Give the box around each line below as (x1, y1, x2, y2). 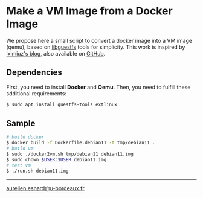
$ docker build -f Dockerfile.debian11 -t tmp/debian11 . (6, 140, 155, 146)
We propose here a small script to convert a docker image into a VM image (6, 37, 192, 44)
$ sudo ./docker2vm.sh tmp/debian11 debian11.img (6, 151, 134, 158)
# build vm (6, 145, 34, 152)
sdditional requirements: (6, 89, 66, 97)
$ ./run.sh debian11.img (6, 168, 69, 174)
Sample (6, 118, 36, 129)
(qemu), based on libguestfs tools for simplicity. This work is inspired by (6, 43, 185, 51)
